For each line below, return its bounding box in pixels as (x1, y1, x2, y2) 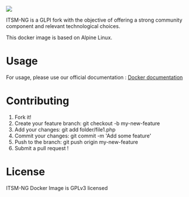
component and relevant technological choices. (6, 23, 121, 29)
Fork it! (14, 113, 32, 120)
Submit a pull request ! (14, 144, 69, 151)
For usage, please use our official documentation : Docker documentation (6, 74, 183, 81)
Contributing (6, 94, 69, 108)
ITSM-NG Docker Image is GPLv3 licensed (6, 184, 108, 191)
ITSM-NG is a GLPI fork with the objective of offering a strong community (6, 16, 183, 23)
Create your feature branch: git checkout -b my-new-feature (14, 120, 160, 127)
